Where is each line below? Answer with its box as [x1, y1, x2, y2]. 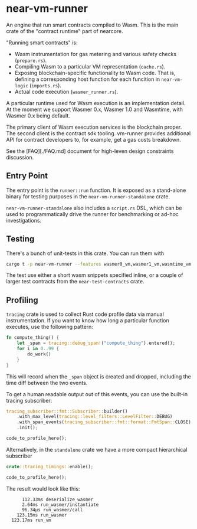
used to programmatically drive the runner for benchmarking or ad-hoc [6, 210, 179, 217]
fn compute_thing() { [6, 335, 60, 341]
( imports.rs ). [29, 81, 62, 89]
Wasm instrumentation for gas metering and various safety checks [14, 50, 177, 57]
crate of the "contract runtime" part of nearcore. [6, 27, 124, 34]
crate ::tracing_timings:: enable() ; [6, 463, 94, 469]
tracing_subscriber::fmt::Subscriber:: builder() [6, 408, 128, 414]
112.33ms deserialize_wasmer [21, 497, 94, 502]
